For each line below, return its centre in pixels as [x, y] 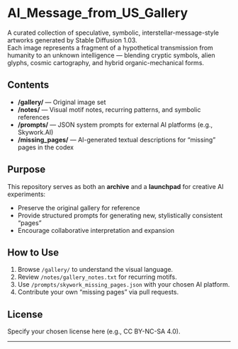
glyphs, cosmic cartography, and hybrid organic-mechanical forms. [106, 62]
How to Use [33, 252]
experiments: [27, 194]
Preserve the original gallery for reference [79, 207]
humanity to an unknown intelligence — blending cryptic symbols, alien [111, 55]
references [33, 117]
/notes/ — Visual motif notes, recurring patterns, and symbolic [109, 109]
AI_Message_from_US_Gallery [98, 13]
